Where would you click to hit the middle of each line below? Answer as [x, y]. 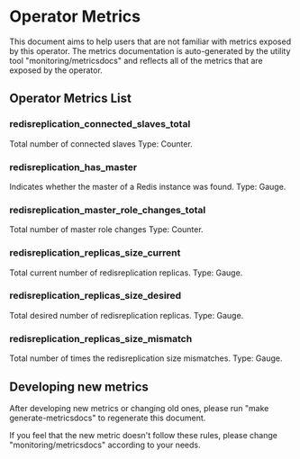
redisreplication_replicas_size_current [95, 253]
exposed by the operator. [56, 70]
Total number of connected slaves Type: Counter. [101, 144]
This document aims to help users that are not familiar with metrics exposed [150, 41]
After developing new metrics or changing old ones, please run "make [139, 408]
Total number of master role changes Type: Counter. [107, 229]
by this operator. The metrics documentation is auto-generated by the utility [150, 50]
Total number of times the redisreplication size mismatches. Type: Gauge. [146, 358]
